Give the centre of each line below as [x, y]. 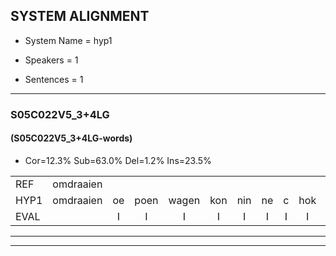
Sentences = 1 [54, 79]
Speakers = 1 [51, 60]
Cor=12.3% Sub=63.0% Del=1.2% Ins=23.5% [118, 160]
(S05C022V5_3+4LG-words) [71, 138]
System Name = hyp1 [68, 40]
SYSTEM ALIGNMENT [80, 16]
